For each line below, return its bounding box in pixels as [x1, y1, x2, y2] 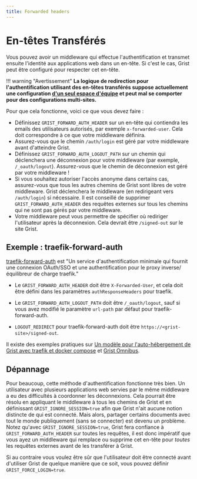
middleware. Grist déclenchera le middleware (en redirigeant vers [14, 188, 173, 195]
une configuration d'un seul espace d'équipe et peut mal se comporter [6, 89, 182, 97]
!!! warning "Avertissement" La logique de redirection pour [6, 77, 149, 84]
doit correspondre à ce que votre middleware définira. [14, 131, 146, 138]
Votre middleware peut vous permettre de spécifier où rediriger [14, 212, 169, 219]
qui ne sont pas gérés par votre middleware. [14, 207, 122, 214]
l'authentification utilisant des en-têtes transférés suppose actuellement [6, 84, 188, 91]
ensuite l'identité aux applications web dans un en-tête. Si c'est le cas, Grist [6, 59, 190, 66]
